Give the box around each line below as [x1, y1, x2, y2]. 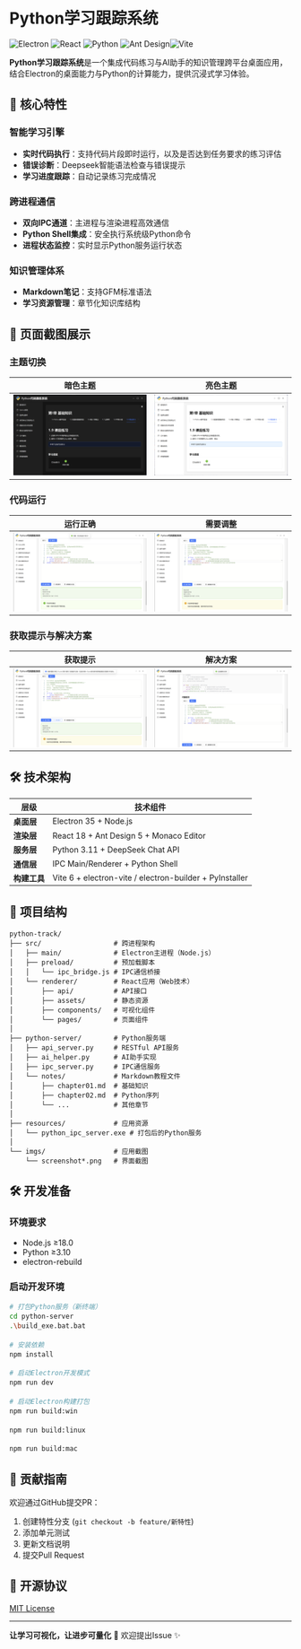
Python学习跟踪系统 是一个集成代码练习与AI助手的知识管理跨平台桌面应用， [9, 57, 288, 67]
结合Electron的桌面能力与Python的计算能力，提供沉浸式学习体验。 [9, 68, 254, 79]
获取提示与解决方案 [9, 630, 92, 642]
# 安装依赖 [9, 1340, 45, 1349]
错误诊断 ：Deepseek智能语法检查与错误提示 [21, 159, 186, 170]
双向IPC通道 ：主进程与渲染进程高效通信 [21, 217, 170, 228]
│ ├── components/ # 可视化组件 [9, 1006, 155, 1015]
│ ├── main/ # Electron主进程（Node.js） [9, 948, 216, 958]
